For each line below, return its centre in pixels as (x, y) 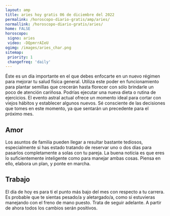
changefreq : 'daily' (29, 62)
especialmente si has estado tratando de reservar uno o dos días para (78, 148)
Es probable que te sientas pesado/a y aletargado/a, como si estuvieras (80, 197)
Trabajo (18, 180)
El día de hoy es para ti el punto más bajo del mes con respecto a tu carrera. (85, 192)
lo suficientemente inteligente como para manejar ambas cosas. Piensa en (83, 158)
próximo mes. (20, 114)
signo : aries (21, 39)
